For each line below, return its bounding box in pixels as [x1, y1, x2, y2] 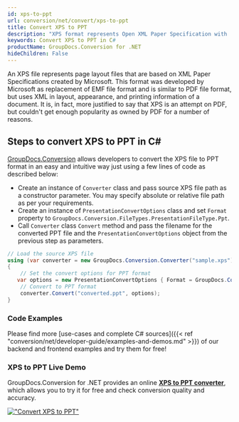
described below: [7, 169, 58, 178]
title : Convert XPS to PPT [7, 23, 87, 31]
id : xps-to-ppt [7, 10, 53, 18]
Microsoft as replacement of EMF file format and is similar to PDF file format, [7, 85, 232, 93]
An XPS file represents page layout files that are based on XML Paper [7, 69, 211, 78]
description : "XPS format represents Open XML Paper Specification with [7, 30, 228, 38]
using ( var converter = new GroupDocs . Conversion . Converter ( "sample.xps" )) [7, 257, 237, 264]
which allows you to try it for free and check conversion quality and [7, 386, 205, 395]
